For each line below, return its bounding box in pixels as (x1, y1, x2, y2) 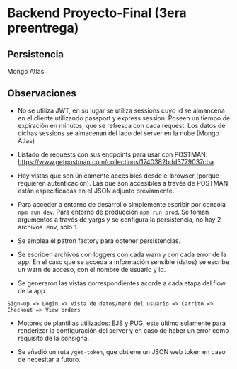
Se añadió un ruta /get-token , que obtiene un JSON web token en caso (17, 347, 226, 356)
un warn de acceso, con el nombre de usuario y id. (17, 265, 166, 273)
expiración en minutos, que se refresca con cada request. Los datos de (17, 121, 226, 130)
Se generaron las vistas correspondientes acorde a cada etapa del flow (17, 278, 226, 288)
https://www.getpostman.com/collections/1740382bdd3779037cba (17, 157, 214, 166)
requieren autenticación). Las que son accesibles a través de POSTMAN (17, 178, 229, 187)
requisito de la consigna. (17, 334, 90, 342)
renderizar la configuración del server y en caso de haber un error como (17, 326, 229, 334)
